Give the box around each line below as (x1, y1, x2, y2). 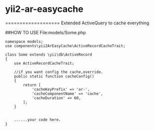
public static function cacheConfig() (14, 73, 94, 79)
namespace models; (5, 39, 43, 44)
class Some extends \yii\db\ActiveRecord (5, 52, 92, 57)
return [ (23, 82, 41, 87)
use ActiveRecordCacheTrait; (14, 61, 75, 65)
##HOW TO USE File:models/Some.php (5, 29, 86, 35)
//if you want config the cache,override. (14, 69, 103, 74)
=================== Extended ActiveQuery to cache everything (5, 20, 150, 26)
